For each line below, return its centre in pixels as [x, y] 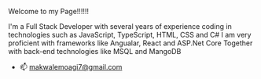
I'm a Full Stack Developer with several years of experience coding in [120, 26]
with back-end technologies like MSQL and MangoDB [95, 51]
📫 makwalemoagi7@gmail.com [71, 67]
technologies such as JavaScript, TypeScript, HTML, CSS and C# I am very [130, 35]
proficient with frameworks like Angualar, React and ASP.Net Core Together [130, 43]
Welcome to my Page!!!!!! [48, 11]
